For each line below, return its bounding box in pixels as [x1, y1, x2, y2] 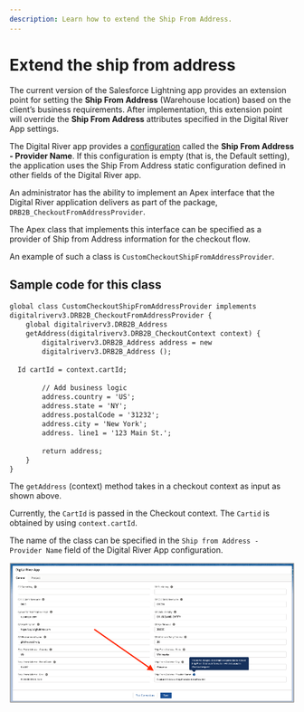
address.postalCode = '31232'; [42, 411, 160, 420]
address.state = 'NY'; [42, 402, 128, 411]
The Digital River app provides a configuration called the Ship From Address [9, 140, 295, 151]
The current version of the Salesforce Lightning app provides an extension [9, 84, 287, 95]
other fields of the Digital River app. [9, 169, 142, 180]
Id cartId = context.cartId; [17, 365, 128, 375]
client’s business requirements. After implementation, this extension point [9, 104, 283, 115]
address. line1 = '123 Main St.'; [42, 429, 172, 438]
